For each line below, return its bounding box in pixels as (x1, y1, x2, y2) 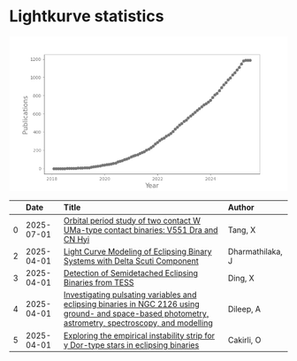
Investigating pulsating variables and (63, 289, 197, 300)
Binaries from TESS (63, 277, 134, 288)
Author (227, 202, 255, 213)
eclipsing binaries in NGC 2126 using (63, 299, 201, 310)
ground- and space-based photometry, (63, 308, 209, 319)
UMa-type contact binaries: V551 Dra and (63, 224, 218, 235)
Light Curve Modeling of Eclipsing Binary (63, 246, 212, 257)
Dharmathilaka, (227, 246, 283, 257)
